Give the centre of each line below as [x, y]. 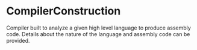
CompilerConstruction [64, 11]
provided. [18, 40]
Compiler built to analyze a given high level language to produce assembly [98, 28]
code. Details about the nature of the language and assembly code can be [98, 34]
